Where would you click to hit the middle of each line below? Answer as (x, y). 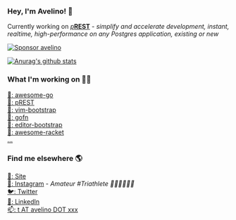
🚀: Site (17, 176)
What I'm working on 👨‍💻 (49, 79)
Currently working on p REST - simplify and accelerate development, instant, (118, 27)
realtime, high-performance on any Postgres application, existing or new (113, 34)
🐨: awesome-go (31, 95)
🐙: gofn (18, 117)
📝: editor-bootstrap (35, 124)
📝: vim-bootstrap (32, 110)
